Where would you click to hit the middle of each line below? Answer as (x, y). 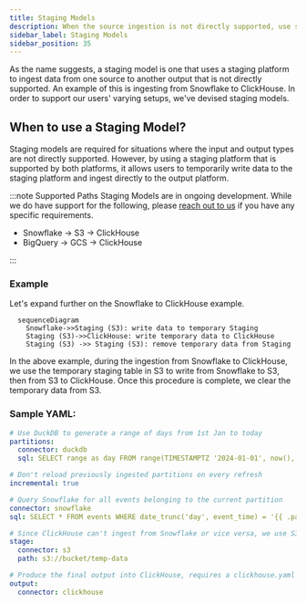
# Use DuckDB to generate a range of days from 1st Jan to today (136, 433)
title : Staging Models (52, 18)
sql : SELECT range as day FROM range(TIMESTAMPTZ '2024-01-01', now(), (157, 458)
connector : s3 (44, 550)
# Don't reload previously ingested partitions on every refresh (136, 475)
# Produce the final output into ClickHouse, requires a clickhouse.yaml (153, 576)
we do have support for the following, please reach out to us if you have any (152, 205)
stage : (22, 542)
